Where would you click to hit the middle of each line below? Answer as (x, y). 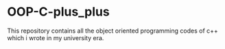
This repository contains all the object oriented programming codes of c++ (113, 31)
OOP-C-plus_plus (58, 12)
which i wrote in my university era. (56, 37)
